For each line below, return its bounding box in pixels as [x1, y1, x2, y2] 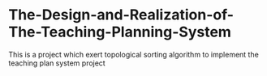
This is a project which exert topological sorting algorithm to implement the [8, 49, 260, 59]
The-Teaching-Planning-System [8, 23, 231, 41]
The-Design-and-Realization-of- [8, 6, 234, 24]
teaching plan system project [8, 58, 106, 68]
